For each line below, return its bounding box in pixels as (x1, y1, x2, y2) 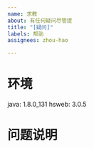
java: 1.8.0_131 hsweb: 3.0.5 (7, 100, 87, 109)
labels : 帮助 (7, 30, 44, 38)
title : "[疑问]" (7, 23, 53, 31)
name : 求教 (7, 10, 38, 18)
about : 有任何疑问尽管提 (7, 17, 73, 24)
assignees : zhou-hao (7, 37, 69, 44)
